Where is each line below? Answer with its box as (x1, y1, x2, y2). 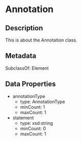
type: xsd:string (20, 120, 53, 126)
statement (12, 115, 34, 121)
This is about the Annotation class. (5, 37, 77, 43)
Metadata (5, 52, 36, 60)
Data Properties (5, 80, 56, 88)
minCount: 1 (20, 104, 45, 110)
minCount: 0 (20, 125, 47, 131)
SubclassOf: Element (5, 65, 49, 71)
